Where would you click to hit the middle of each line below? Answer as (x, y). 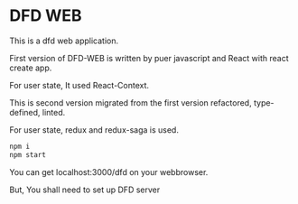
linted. (54, 112)
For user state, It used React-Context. (79, 85)
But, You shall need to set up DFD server (85, 190)
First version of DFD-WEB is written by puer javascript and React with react (149, 58)
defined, (25, 112)
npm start (28, 154)
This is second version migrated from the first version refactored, (130, 102)
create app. (31, 68)
